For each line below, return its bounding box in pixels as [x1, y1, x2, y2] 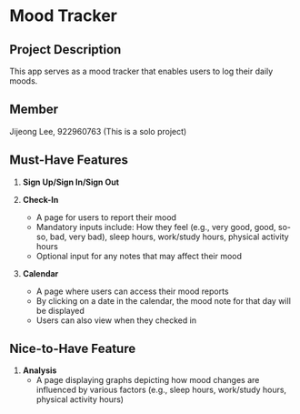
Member [9, 102, 59, 117]
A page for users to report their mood [35, 211, 177, 223]
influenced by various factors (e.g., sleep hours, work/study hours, [35, 384, 287, 396]
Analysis [22, 365, 57, 376]
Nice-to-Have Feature [9, 341, 136, 357]
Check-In [22, 194, 59, 205]
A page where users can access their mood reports [35, 286, 229, 297]
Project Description [9, 42, 122, 57]
